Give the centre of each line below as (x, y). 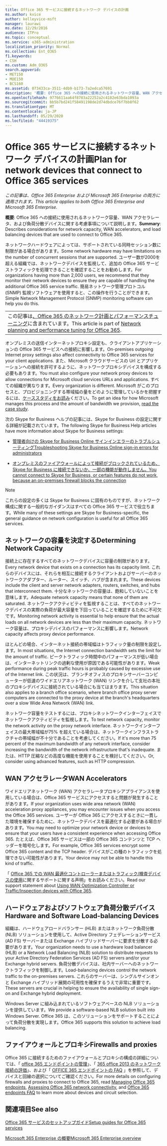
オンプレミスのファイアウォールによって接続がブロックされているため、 (86, 463)
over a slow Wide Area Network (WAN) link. (50, 703)
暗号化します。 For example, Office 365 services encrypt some (86, 846)
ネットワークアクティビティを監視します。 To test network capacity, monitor (83, 720)
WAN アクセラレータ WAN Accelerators (66, 778)
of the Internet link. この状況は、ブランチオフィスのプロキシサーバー (75, 674)
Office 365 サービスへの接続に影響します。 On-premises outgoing (86, 349)
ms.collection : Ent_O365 (31, 51)
